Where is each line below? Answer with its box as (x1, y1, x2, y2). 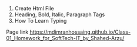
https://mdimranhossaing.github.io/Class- (29, 28, 131, 35)
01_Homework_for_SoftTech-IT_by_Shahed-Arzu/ (6, 35, 125, 41)
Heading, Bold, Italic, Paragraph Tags (14, 11, 105, 18)
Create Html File (14, 5, 54, 12)
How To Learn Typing (14, 17, 67, 24)
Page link (6, 28, 29, 35)
